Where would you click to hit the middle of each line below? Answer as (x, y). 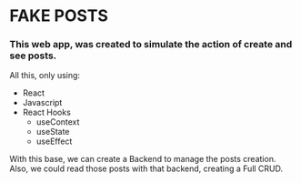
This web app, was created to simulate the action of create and (151, 45)
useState (53, 132)
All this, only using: (45, 76)
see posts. (33, 56)
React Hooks (46, 112)
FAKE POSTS (59, 16)
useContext (58, 122)
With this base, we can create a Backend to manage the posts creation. (143, 159)
